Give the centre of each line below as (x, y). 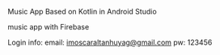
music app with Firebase (49, 27)
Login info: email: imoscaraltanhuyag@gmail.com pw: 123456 (110, 42)
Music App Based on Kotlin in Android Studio (82, 12)
